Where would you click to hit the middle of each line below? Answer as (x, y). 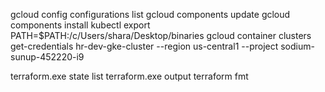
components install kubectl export (80, 25)
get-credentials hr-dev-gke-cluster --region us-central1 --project (144, 46)
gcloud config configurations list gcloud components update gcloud (150, 14)
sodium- (297, 46)
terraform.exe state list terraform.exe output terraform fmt (129, 76)
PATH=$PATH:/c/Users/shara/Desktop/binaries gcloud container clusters (161, 35)
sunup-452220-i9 (47, 57)
